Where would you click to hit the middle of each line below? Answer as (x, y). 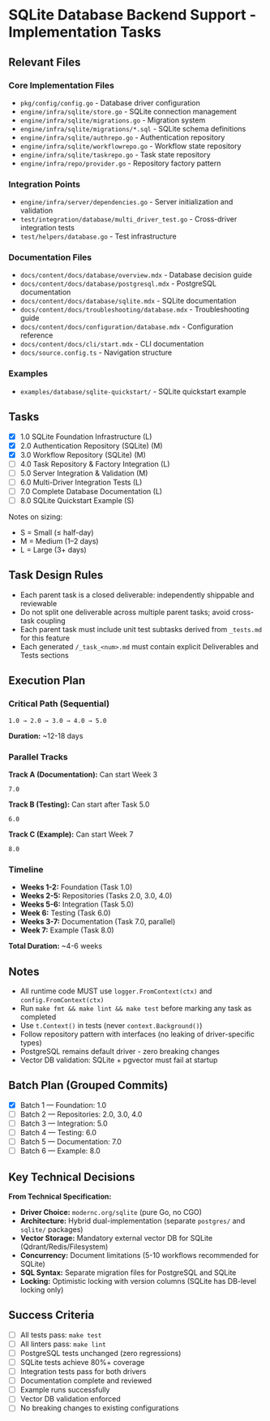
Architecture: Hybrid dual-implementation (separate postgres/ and (133, 1221)
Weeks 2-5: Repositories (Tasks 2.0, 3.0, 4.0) (96, 896)
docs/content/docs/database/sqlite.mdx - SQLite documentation (128, 301)
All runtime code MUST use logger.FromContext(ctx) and (116, 991)
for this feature (45, 638)
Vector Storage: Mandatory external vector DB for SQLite (116, 1238)
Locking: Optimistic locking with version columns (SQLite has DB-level (138, 1281)
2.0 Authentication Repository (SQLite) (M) (91, 446)
